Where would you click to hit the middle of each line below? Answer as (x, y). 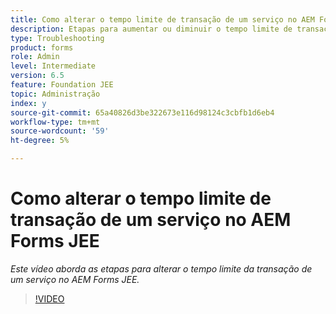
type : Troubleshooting (57, 38)
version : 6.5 (37, 76)
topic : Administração (55, 94)
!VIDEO (49, 298)
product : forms (42, 47)
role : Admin (35, 57)
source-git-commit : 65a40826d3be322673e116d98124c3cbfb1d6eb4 (142, 112)
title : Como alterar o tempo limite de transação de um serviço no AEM (162, 19)
